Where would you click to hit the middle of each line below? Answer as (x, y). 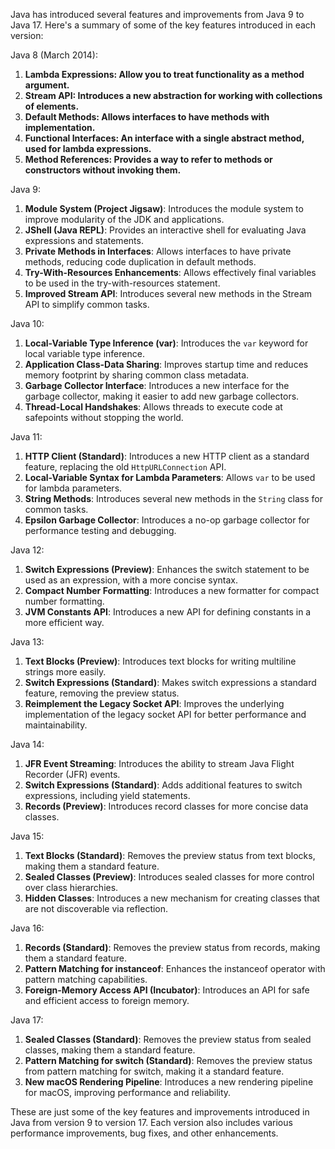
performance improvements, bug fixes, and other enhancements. (144, 1133)
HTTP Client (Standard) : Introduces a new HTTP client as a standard (167, 456)
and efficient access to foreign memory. (107, 1000)
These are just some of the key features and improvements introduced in (160, 1112)
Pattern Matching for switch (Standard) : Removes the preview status (168, 1060)
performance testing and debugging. (100, 530)
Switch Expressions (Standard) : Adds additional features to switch (163, 785)
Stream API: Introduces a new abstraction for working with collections (173, 95)
